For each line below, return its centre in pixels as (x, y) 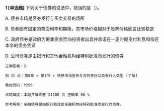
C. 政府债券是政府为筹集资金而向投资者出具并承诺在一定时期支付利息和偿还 (82, 39)
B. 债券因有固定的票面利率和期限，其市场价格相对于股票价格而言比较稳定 (80, 29)
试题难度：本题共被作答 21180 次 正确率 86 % (47, 95)
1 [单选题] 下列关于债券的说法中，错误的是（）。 (53, 8)
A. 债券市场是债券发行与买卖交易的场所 (45, 18)
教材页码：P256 (19, 85)
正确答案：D (16, 66)
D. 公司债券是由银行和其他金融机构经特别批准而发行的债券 (65, 56)
